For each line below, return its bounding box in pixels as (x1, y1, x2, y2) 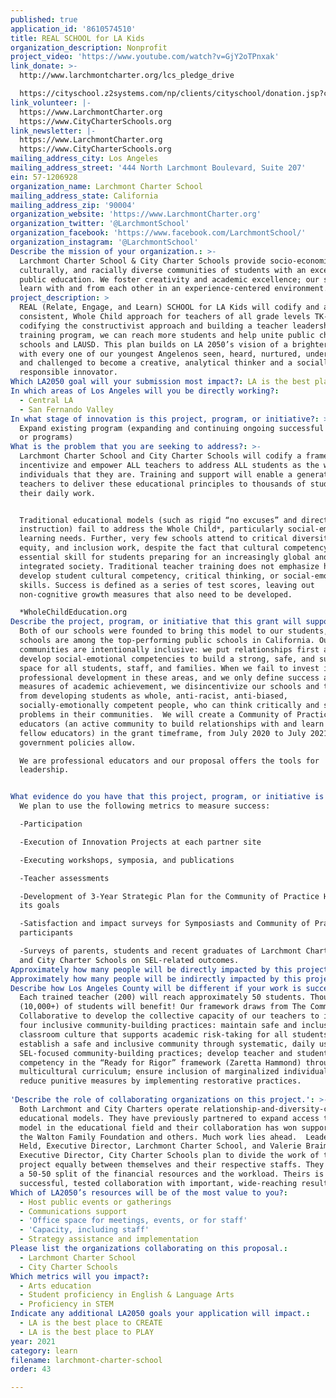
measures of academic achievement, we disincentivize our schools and (19, 682, 320, 692)
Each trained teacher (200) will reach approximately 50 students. (19, 992, 307, 1003)
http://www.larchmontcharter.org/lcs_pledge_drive (19, 71, 235, 81)
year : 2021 (10, 1336, 56, 1346)
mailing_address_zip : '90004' (10, 200, 137, 210)
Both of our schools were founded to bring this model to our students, (19, 626, 329, 636)
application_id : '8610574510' (10, 24, 137, 34)
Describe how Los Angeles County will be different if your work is (10, 983, 302, 993)
